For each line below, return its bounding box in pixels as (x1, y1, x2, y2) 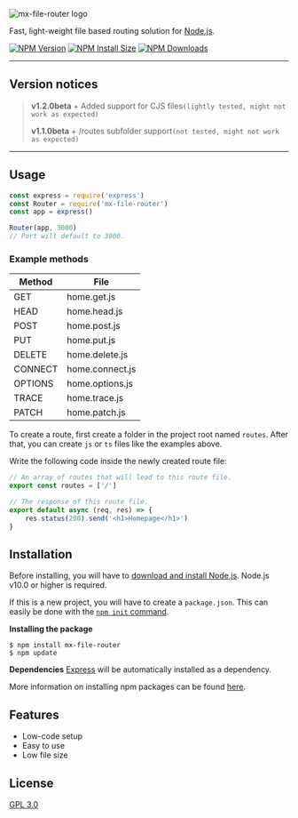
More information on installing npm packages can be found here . (9, 681, 247, 693)
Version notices (9, 76, 98, 92)
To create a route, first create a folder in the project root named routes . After (9, 429, 289, 440)
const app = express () (9, 207, 93, 217)
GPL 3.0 (9, 798, 39, 809)
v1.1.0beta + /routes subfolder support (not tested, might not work (30, 125, 280, 136)
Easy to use (21, 741, 65, 751)
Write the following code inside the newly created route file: (9, 456, 228, 467)
